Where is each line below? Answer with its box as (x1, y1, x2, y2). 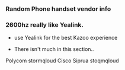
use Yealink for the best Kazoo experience (14, 34, 118, 42)
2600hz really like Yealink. (5, 20, 84, 28)
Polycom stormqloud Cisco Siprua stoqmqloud (5, 57, 119, 64)
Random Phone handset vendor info (5, 5, 111, 13)
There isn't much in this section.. (14, 46, 94, 53)
